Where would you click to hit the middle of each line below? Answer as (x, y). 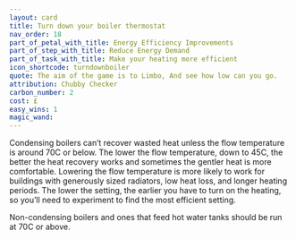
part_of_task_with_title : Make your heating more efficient (124, 59)
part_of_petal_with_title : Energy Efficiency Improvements (122, 43)
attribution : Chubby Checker (63, 84)
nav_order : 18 (36, 34)
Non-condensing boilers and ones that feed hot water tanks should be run (146, 218)
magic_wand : (31, 117)
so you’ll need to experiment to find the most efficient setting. (123, 200)
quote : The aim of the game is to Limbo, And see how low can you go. (144, 76)
